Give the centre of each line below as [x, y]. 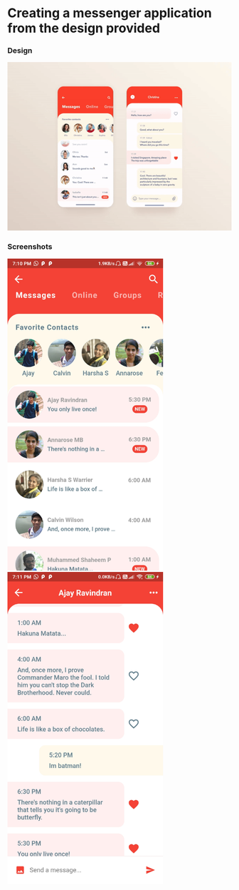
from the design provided [84, 28]
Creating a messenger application [110, 13]
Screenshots [30, 247]
